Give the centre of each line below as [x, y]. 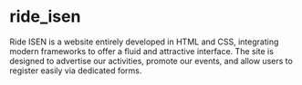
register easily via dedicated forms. [76, 71]
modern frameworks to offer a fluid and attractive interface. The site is [141, 51]
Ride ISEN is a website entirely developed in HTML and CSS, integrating [144, 42]
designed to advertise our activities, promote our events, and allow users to [151, 61]
